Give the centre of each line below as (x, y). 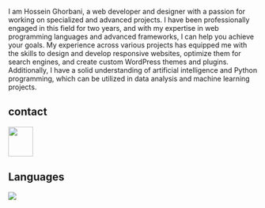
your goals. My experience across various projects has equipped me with (128, 45)
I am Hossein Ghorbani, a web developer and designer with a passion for (127, 11)
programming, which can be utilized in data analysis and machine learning (129, 79)
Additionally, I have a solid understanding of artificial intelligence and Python (133, 70)
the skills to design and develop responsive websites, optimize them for (125, 53)
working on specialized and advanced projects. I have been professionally (129, 20)
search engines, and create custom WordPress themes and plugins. (119, 62)
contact (28, 112)
